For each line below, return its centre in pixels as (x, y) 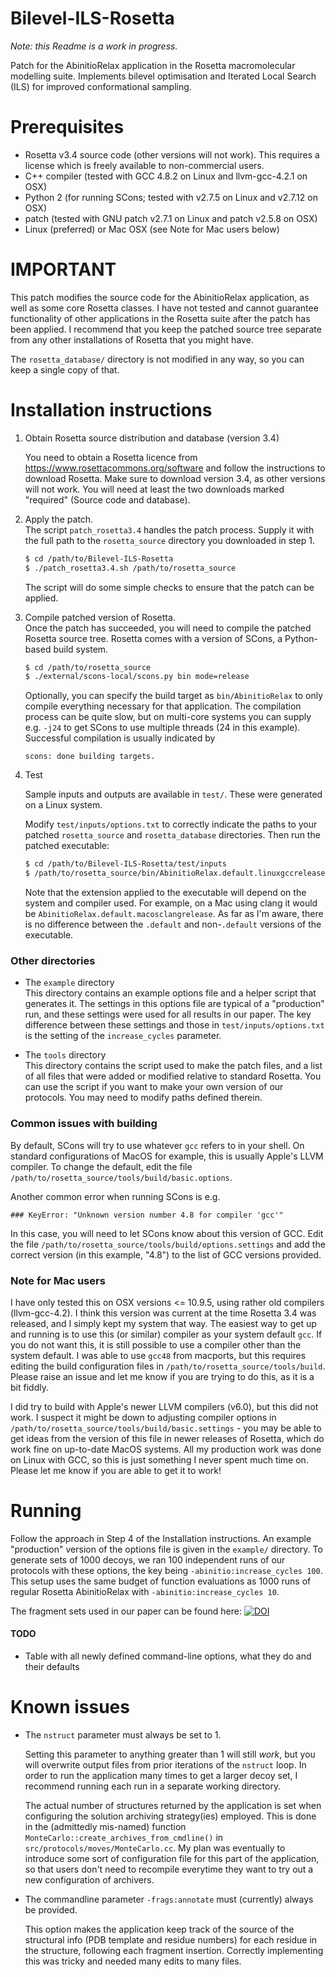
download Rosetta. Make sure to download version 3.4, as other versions (175, 478)
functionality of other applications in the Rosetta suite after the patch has (160, 318)
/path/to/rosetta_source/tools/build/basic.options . (121, 1177)
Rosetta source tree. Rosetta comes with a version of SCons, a (153, 638)
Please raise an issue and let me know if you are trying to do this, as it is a (162, 1376)
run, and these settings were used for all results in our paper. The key (168, 1014)
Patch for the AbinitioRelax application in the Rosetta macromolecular (153, 65)
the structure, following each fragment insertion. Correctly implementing (174, 1950)
